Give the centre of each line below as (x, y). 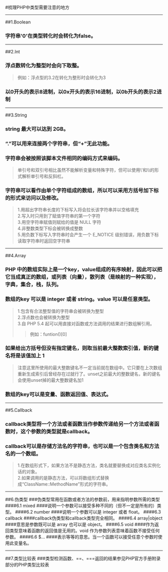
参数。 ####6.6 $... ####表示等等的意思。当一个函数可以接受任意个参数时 (82, 537)
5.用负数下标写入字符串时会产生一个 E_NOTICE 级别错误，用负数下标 (88, 235)
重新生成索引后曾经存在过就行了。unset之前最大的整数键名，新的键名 (89, 374)
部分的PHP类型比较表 (27, 565)
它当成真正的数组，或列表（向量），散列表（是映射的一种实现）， (82, 277)
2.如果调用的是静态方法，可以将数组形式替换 (63, 478)
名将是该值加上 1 (25, 356)
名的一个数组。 (23, 454)
